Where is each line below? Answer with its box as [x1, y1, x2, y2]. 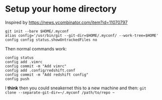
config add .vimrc [5, 59, 43, 64]
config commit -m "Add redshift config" [5, 72, 89, 77]
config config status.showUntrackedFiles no [5, 37, 97, 42]
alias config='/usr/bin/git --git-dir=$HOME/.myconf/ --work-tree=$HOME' [5, 33, 159, 38]
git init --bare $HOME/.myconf [5, 29, 69, 33]
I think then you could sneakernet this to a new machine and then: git [5, 85, 147, 91]
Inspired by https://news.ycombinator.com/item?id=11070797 [5, 19, 128, 25]
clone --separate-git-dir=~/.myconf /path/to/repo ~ [5, 90, 115, 95]
